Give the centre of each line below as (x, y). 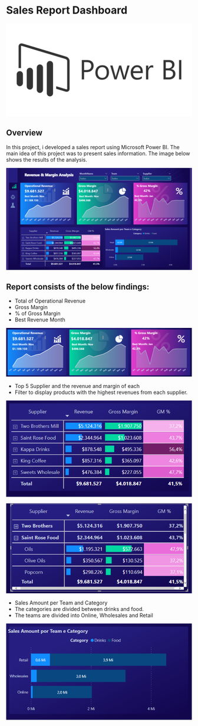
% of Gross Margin (37, 314)
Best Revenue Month (40, 320)
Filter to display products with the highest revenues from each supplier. (101, 392)
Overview (24, 133)
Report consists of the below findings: (78, 287)
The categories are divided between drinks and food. (79, 609)
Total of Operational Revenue (50, 301)
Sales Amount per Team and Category (61, 603)
